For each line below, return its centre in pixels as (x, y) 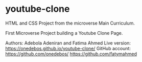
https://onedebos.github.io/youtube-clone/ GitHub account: (68, 48)
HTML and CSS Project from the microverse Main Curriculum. (70, 23)
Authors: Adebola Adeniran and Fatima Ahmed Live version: (68, 43)
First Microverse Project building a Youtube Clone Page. (64, 33)
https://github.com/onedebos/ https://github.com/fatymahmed (71, 54)
